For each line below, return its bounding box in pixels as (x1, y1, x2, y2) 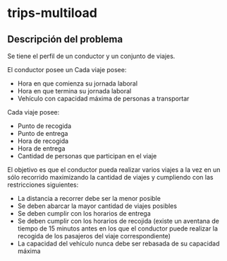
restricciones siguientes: (7, 180, 79, 189)
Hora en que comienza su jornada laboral (17, 79, 138, 88)
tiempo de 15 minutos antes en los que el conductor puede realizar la (17, 224, 219, 233)
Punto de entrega (17, 129, 68, 137)
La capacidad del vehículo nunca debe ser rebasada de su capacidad (17, 239, 220, 248)
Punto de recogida (17, 122, 72, 130)
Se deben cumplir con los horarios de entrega (17, 209, 152, 217)
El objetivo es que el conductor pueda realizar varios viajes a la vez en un (7, 166, 221, 174)
